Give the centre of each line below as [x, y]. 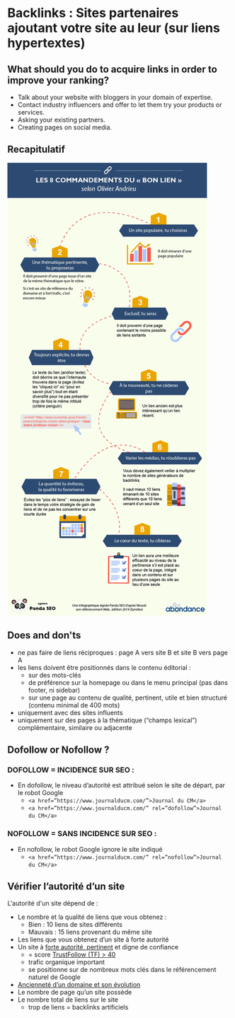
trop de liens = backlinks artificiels [78, 1007]
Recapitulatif [36, 150]
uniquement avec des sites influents [70, 712]
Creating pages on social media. [64, 127]
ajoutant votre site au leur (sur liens [114, 28]
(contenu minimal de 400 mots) [74, 705]
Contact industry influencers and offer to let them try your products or [120, 105]
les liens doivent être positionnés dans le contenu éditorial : [104, 667]
